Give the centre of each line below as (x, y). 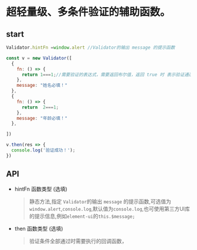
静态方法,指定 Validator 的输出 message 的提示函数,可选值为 (100, 201)
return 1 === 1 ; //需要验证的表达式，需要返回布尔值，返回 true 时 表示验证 (103, 75)
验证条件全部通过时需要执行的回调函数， (78, 241)
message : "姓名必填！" (42, 86)
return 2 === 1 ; (40, 107)
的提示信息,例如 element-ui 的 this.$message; (82, 216)
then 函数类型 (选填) (39, 228)
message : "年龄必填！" (42, 118)
